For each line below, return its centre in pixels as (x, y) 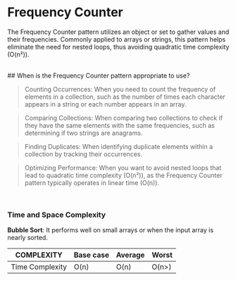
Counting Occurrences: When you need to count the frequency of (120, 89)
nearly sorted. (27, 238)
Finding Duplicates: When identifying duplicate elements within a (119, 146)
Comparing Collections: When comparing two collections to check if (124, 118)
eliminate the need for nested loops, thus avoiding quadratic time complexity (118, 47)
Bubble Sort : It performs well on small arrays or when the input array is (110, 230)
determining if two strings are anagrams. (83, 133)
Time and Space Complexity (57, 215)
